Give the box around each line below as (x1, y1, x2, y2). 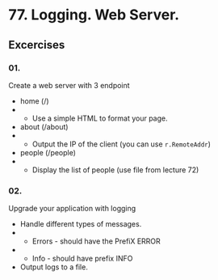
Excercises (8, 38, 65, 52)
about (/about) (19, 121, 69, 131)
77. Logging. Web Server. (8, 6, 180, 24)
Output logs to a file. (19, 262, 89, 272)
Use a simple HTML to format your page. (31, 113, 168, 123)
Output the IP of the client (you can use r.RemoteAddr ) (31, 139, 212, 149)
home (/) (19, 95, 50, 106)
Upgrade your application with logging (8, 204, 136, 214)
